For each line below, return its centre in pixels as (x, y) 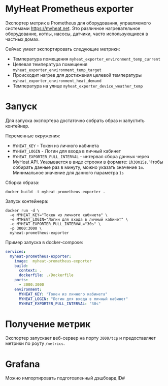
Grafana (23, 364)
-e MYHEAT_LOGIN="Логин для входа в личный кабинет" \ (69, 219)
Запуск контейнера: (27, 201)
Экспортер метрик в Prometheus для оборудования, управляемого (78, 23)
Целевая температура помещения (50, 64)
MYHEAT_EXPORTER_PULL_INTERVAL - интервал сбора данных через (81, 156)
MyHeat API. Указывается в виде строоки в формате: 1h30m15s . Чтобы (88, 162)
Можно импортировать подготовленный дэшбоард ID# (65, 378)
